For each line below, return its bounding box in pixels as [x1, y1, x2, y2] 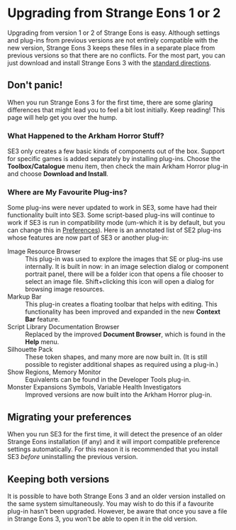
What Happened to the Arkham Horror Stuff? [7, 131, 164, 140]
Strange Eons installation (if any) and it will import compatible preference [7, 438, 220, 446]
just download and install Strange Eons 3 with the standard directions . [7, 58, 211, 67]
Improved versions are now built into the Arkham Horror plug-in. [25, 390, 213, 399]
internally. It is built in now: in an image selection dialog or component [25, 263, 229, 271]
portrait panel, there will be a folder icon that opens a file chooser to [25, 270, 224, 278]
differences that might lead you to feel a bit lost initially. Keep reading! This [7, 105, 225, 114]
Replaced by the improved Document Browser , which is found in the [25, 330, 225, 338]
